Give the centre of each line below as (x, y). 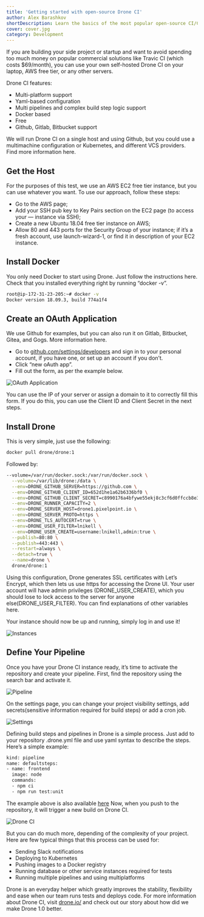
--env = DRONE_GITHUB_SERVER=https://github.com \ (74, 486)
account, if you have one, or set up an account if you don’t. (89, 358)
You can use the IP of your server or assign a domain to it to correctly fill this (102, 395)
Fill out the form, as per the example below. (69, 371)
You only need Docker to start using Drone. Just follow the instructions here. (102, 276)
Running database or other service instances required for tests (93, 871)
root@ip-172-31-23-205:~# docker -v (53, 294)
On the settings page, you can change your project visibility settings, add (98, 703)
